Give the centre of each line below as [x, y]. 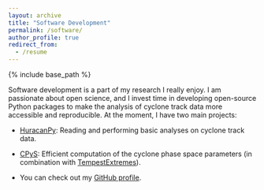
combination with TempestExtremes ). [80, 162]
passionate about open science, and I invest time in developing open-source [132, 98]
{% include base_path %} [50, 75]
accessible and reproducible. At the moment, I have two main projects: [123, 115]
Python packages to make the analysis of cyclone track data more [115, 106]
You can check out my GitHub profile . [80, 177]
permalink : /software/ [45, 30]
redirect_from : [33, 45]
